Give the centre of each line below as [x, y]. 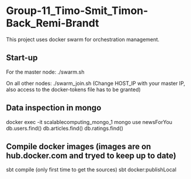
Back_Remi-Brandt [53, 23]
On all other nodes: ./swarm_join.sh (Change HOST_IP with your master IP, [96, 83]
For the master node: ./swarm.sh [45, 72]
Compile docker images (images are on [79, 147]
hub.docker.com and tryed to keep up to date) [91, 155]
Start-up [22, 58]
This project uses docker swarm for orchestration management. [83, 39]
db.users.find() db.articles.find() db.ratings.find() [65, 128]
